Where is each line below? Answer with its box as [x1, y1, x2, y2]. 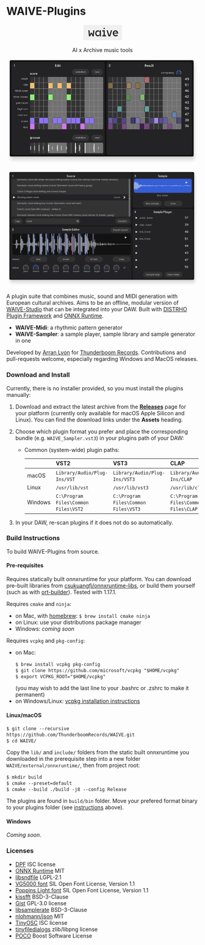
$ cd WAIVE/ [6, 738, 37, 744]
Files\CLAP [170, 506, 198, 513]
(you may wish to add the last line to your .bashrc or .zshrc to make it [15, 684, 189, 692]
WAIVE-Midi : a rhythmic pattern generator [15, 324, 123, 332]
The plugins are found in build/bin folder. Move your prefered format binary [6, 797, 198, 805]
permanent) [15, 691, 45, 699]
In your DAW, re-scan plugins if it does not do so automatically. [15, 519, 174, 526]
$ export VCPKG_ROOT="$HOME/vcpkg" [15, 674, 106, 680]
